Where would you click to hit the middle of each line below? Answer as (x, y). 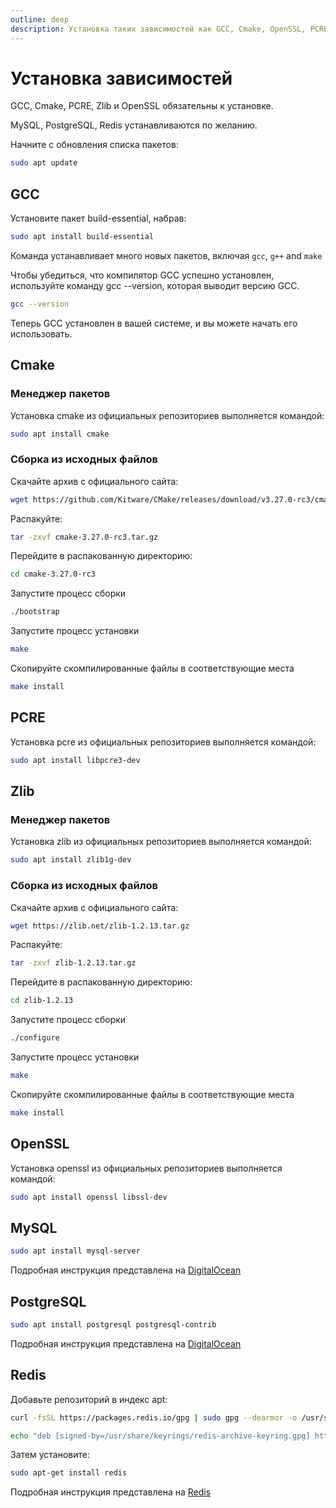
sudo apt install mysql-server (75, 1251)
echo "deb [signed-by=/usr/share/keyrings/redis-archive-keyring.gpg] (160, 1436)
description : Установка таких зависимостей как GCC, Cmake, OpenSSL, (158, 29)
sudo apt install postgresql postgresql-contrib (113, 1324)
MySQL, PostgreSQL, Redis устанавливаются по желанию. (134, 125)
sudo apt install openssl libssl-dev (89, 1197)
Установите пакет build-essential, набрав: (98, 218)
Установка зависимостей (121, 78)
